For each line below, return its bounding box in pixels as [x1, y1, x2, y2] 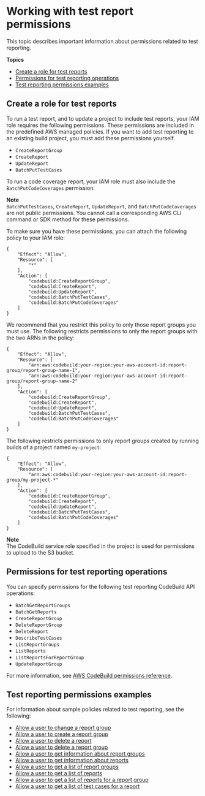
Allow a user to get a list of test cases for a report [15, 783, 140, 790]
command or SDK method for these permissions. [6, 216, 130, 223]
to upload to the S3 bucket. [6, 548, 75, 556]
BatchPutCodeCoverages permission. [6, 184, 95, 191]
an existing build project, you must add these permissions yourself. [6, 134, 176, 142]
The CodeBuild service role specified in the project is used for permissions [6, 542, 195, 550]
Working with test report [6, 4, 133, 18]
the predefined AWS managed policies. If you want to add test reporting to [6, 127, 194, 135]
